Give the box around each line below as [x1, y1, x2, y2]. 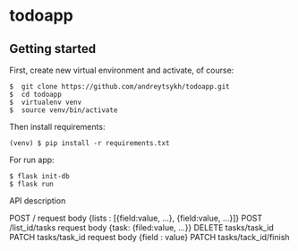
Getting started [9, 41, 97, 56]
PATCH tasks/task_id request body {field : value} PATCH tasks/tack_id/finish [9, 232, 290, 242]
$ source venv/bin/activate [9, 106, 118, 115]
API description [9, 195, 66, 206]
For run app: [9, 154, 55, 165]
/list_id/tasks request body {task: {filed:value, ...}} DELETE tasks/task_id [9, 222, 275, 233]
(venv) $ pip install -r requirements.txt [9, 139, 170, 148]
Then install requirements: [9, 122, 106, 132]
